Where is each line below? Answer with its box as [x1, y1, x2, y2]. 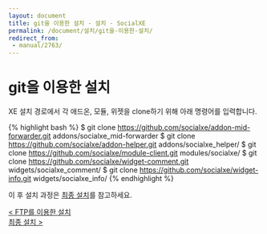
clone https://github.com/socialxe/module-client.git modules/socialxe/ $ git [8, 148, 257, 158]
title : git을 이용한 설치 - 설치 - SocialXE [8, 19, 146, 27]
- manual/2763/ [11, 42, 63, 50]
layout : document [8, 11, 67, 20]
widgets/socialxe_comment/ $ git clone [8, 165, 138, 175]
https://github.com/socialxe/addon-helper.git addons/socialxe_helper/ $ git [8, 139, 257, 149]
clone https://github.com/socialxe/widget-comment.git [8, 157, 189, 167]
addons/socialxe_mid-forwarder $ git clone [52, 131, 196, 141]
